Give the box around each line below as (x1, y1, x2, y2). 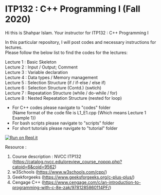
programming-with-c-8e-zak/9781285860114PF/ (12, 184, 110, 190)
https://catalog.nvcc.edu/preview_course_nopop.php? (14, 159, 123, 164)
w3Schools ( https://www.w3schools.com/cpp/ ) (12, 169, 107, 175)
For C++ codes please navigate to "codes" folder (12, 105, 111, 110)
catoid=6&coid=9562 (12, 164, 55, 170)
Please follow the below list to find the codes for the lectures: (5, 50, 128, 55)
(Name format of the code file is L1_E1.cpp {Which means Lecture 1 (12, 109, 146, 115)
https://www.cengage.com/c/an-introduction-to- (43, 179, 141, 185)
